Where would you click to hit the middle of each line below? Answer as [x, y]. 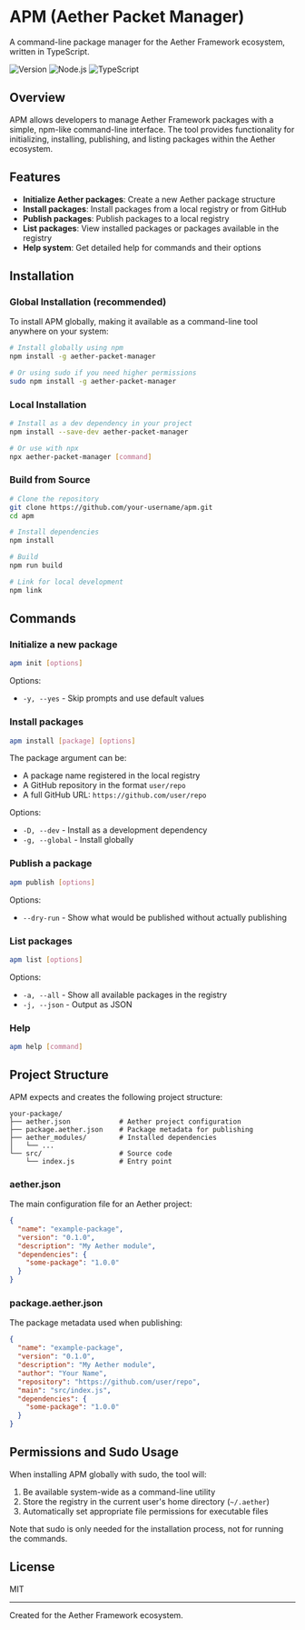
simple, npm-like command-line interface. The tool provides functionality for [152, 129]
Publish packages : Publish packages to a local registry [126, 218]
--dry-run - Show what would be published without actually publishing [155, 917]
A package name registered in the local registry [111, 775]
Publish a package [51, 864]
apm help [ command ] [46, 1047]
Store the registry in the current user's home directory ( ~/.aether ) [146, 1501]
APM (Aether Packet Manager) [127, 17]
